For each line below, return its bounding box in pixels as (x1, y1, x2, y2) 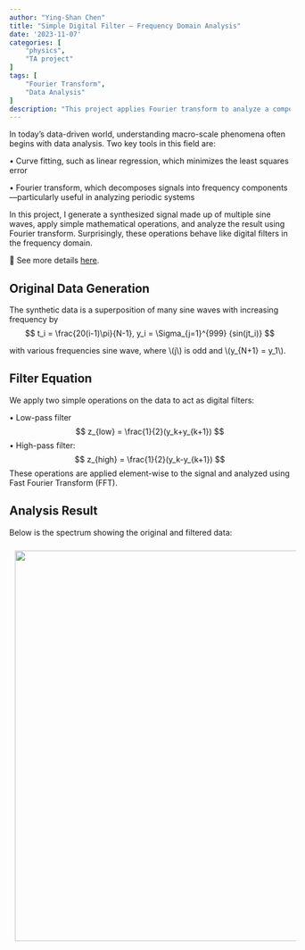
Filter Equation (9, 371, 93, 387)
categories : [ (9, 37, 62, 47)
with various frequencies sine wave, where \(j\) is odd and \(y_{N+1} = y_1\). (9, 346, 286, 356)
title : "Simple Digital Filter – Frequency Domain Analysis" (9, 21, 242, 30)
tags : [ (9, 71, 38, 80)
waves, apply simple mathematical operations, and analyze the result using (9, 219, 285, 229)
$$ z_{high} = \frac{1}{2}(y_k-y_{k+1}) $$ (74, 454, 226, 464)
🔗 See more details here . (9, 255, 100, 266)
